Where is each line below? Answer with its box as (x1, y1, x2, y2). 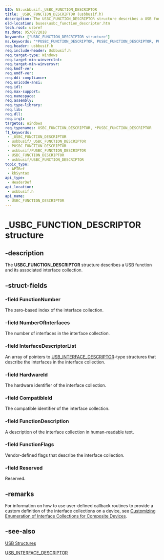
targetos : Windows (5, 121, 42, 126)
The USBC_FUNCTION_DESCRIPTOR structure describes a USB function (5, 262, 152, 268)
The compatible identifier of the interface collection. (5, 405, 110, 411)
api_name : (5, 194, 25, 199)
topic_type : (5, 162, 29, 167)
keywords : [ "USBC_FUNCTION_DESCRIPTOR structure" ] (5, 35, 110, 40)
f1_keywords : (5, 130, 32, 135)
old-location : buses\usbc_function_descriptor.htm (5, 21, 110, 26)
